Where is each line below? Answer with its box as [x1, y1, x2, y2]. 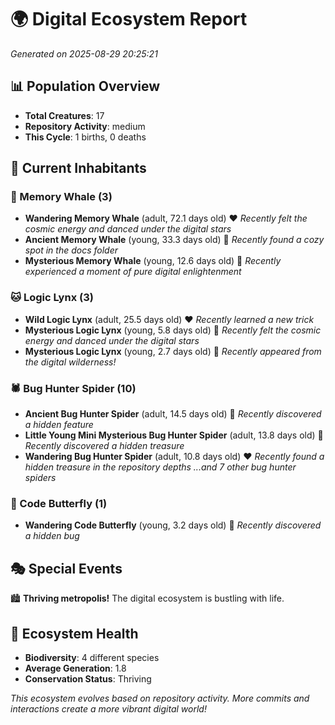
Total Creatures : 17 [24, 109, 105, 121]
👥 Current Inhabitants [10, 160, 147, 177]
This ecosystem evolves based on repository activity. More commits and [10, 692, 310, 704]
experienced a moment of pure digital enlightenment [24, 266, 242, 278]
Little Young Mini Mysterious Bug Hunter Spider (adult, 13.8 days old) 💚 [24, 429, 324, 441]
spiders [24, 472, 57, 484]
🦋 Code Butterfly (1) [10, 496, 108, 510]
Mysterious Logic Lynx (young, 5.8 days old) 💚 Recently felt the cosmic [24, 324, 322, 336]
